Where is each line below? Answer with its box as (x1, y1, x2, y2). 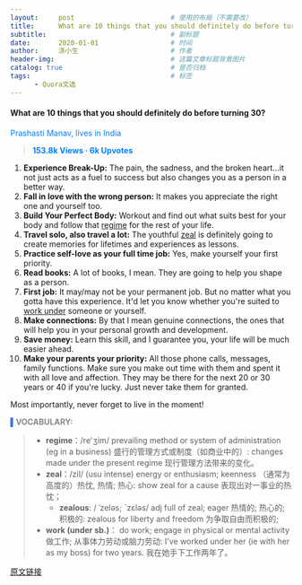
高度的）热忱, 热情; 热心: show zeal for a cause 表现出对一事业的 (45, 479, 284, 490)
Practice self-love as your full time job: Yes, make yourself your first (22, 248, 279, 258)
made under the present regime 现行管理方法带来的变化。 (45, 457, 259, 467)
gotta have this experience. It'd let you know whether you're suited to (22, 295, 280, 306)
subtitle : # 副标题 (10, 30, 200, 39)
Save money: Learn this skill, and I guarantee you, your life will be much (22, 334, 290, 345)
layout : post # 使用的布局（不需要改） (10, 13, 253, 22)
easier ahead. (22, 343, 74, 354)
